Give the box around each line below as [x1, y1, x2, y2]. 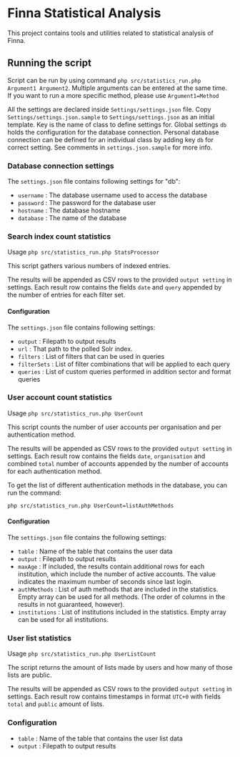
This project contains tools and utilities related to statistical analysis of [7, 29, 214, 37]
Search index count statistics [7, 231, 111, 241]
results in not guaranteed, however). [17, 600, 125, 609]
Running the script [7, 57, 91, 69]
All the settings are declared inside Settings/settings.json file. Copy [7, 105, 211, 114]
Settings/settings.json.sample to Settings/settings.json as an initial [7, 112, 215, 121]
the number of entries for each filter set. [7, 291, 126, 300]
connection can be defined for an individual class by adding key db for [7, 135, 214, 144]
